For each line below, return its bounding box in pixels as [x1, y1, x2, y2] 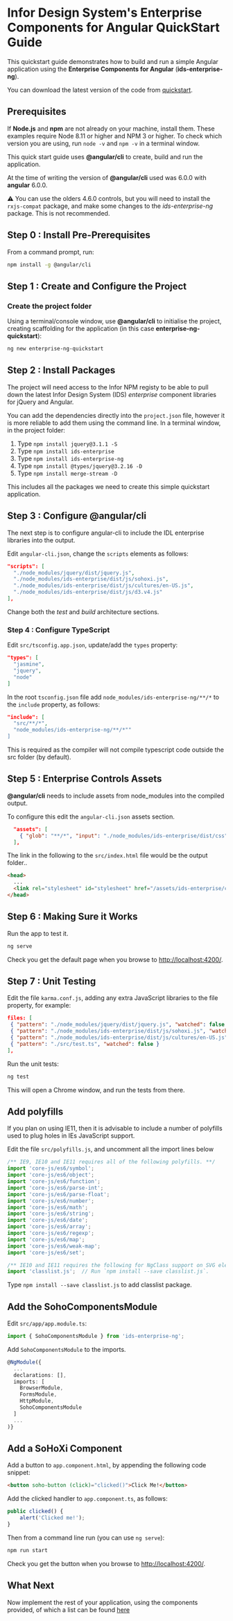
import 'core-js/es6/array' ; [7, 1223, 92, 1230]
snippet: [7, 1469, 31, 1477]
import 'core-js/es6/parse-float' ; [7, 1191, 110, 1197]
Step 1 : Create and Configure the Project [7, 280, 187, 292]
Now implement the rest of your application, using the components [7, 1598, 198, 1606]
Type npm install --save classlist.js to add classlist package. [7, 1281, 192, 1289]
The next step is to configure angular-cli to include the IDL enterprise [7, 529, 205, 537]
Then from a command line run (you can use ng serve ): [7, 1533, 165, 1542]
